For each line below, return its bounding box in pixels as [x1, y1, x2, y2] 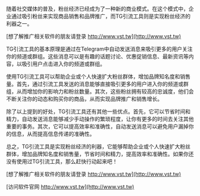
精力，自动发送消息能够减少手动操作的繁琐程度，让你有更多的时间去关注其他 [6, 116, 194, 122]
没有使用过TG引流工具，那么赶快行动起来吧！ [6, 158, 118, 165]
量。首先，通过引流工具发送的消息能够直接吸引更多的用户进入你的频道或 [6, 80, 183, 88]
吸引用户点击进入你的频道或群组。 [21, 60, 105, 67]
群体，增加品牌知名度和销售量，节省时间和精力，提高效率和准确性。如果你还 [6, 151, 194, 157]
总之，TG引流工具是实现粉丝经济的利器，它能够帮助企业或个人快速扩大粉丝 [6, 143, 191, 150]
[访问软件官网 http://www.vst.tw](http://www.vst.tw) [6, 183, 135, 190]
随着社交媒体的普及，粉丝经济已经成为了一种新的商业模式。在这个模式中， [6, 5, 189, 12]
